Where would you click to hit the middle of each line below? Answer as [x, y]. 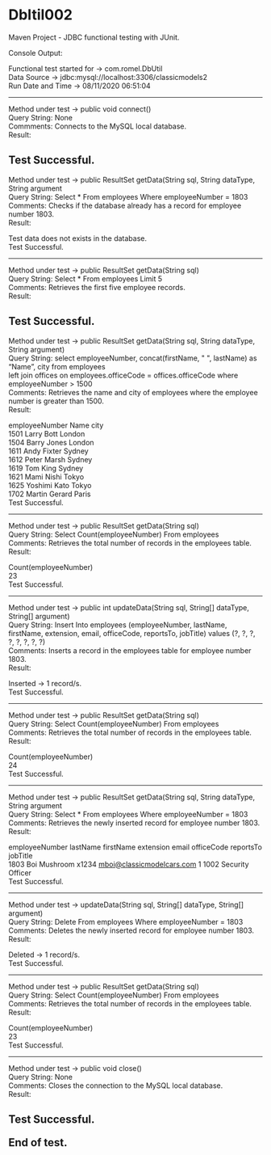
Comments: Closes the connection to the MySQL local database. [116, 1085]
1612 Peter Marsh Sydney [50, 459]
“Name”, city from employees [57, 366]
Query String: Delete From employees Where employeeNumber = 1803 [126, 921]
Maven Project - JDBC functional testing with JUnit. [94, 37]
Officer [20, 873]
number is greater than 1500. [56, 401]
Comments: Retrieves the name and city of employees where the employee [133, 392]
